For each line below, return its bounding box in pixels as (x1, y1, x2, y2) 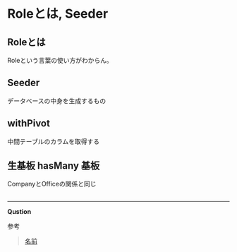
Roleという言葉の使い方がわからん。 (7, 56, 113, 64)
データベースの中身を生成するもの (7, 96, 107, 105)
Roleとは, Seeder (7, 6, 109, 22)
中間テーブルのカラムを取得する (7, 137, 100, 145)
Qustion (7, 207, 32, 215)
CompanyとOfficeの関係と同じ (7, 180, 97, 188)
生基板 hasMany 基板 (7, 160, 100, 172)
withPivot (7, 117, 51, 130)
